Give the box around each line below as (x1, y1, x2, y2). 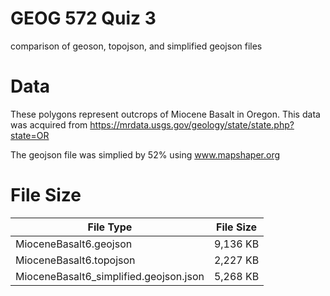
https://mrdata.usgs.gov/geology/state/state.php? (89, 118, 295, 131)
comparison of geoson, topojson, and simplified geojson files (10, 40, 263, 52)
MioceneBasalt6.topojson (15, 253, 136, 267)
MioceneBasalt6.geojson (15, 237, 133, 251)
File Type (87, 220, 133, 234)
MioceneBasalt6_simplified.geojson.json (15, 269, 205, 283)
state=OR (10, 129, 50, 141)
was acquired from (10, 118, 88, 131)
